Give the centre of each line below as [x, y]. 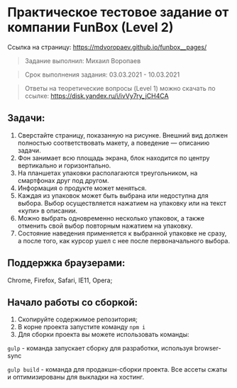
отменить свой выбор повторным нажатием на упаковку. [105, 226]
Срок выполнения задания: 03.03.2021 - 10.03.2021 [102, 74]
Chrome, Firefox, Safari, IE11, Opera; [60, 280]
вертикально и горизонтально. [64, 165]
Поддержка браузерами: [66, 263]
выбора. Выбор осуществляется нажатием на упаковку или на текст [122, 203]
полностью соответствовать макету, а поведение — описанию [114, 143]
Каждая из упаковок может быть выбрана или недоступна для [113, 195]
